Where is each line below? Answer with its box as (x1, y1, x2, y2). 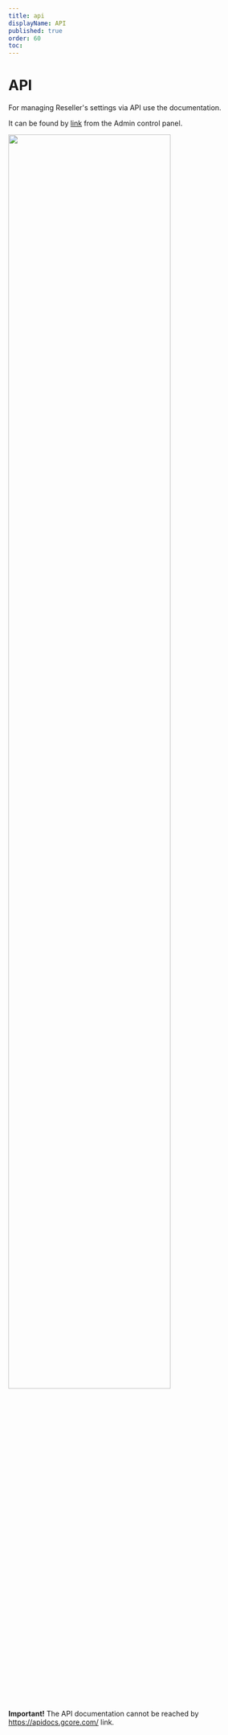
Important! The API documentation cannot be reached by (8, 1709, 199, 1719)
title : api (8, 11, 45, 20)
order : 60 (8, 34, 42, 43)
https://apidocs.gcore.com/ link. (8, 1717, 115, 1727)
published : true (8, 27, 63, 35)
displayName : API (8, 19, 67, 27)
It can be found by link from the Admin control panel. (8, 118, 183, 129)
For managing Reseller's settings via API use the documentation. (8, 103, 222, 113)
